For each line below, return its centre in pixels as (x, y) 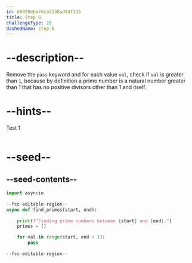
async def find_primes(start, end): (52, 210)
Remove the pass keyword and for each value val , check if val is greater (95, 75)
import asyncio (25, 193)
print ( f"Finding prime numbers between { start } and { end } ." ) (94, 221)
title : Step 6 (24, 17)
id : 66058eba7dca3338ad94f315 (44, 12)
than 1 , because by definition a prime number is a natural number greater (96, 81)
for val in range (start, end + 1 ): (61, 237)
